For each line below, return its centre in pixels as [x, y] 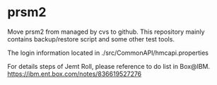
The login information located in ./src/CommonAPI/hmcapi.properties [108, 53]
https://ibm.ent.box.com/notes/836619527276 [75, 74]
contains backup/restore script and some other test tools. [91, 39]
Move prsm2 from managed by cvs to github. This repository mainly [106, 32]
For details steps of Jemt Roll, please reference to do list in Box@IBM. [109, 66]
